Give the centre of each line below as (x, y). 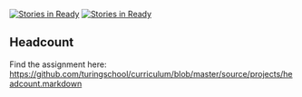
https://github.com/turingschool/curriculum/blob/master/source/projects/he (151, 73)
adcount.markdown (46, 83)
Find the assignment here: (58, 64)
